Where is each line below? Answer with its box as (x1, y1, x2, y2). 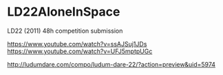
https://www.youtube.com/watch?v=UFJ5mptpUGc (7, 47, 153, 55)
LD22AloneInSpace (7, 4, 120, 20)
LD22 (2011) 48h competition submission (7, 27, 123, 35)
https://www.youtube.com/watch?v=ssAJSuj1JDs (7, 40, 147, 48)
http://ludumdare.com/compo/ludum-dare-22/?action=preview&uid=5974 (7, 60, 215, 68)
